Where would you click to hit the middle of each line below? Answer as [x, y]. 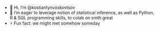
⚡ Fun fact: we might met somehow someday [55, 23]
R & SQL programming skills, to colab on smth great [61, 18]
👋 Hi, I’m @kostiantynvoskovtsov [42, 8]
